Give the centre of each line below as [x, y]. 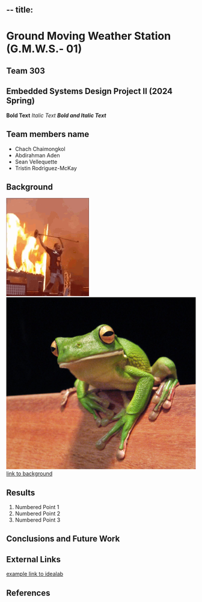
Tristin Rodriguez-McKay [46, 168]
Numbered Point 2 [38, 513]
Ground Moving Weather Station [89, 36]
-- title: [20, 10]
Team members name [48, 134]
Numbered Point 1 [37, 507]
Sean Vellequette [36, 162]
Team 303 [26, 71]
